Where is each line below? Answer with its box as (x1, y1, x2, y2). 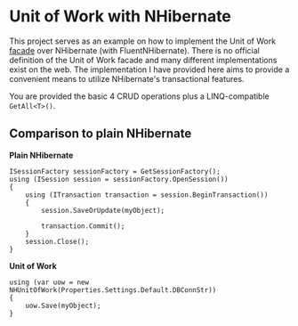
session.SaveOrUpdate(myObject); (41, 206, 165, 215)
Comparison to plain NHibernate (9, 126, 192, 142)
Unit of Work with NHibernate (9, 6, 231, 27)
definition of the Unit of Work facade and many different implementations (9, 54, 278, 65)
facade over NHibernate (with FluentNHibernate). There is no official (9, 45, 260, 55)
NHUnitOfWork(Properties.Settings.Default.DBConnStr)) (9, 285, 217, 295)
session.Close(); (25, 237, 90, 246)
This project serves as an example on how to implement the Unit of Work (9, 36, 277, 46)
